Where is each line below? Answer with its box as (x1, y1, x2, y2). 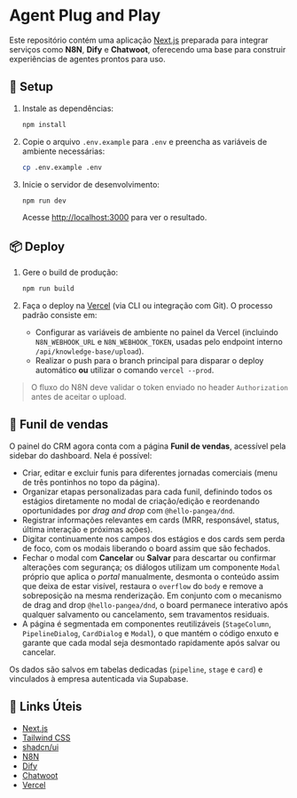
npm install (21, 120, 66, 129)
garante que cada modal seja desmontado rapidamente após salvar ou (21, 637, 281, 648)
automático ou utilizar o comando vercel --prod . (35, 365, 215, 376)
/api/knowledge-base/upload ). (35, 346, 145, 356)
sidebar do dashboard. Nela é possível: (9, 450, 152, 460)
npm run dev (21, 196, 66, 205)
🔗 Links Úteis (9, 699, 82, 714)
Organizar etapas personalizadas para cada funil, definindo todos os (21, 486, 273, 497)
